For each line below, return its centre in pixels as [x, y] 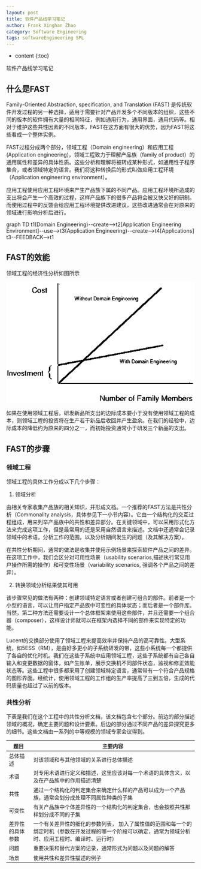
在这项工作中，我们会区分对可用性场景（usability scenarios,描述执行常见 [96, 557]
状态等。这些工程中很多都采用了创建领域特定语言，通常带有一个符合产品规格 [100, 670]
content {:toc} [32, 56]
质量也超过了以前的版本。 [43, 685]
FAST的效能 [28, 258]
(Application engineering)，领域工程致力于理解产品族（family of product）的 [100, 154]
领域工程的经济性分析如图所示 [43, 273]
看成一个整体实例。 [35, 134]
